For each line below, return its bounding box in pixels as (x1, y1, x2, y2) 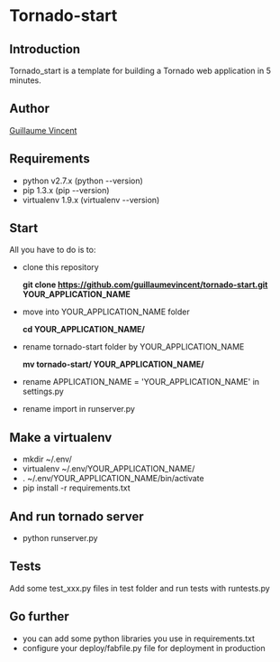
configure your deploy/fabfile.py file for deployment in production (22, 642, 266, 653)
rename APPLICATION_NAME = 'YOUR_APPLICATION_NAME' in (22, 377, 259, 387)
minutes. (9, 75, 42, 86)
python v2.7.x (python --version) (22, 175, 144, 186)
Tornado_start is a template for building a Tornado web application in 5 (9, 65, 272, 76)
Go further (9, 609, 69, 624)
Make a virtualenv (9, 430, 113, 445)
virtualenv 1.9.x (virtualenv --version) (22, 194, 160, 205)
